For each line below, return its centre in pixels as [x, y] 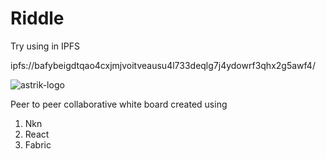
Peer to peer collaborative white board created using [119, 104]
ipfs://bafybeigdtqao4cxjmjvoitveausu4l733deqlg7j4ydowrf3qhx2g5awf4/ [163, 65]
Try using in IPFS [45, 46]
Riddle [37, 18]
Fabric [38, 144]
